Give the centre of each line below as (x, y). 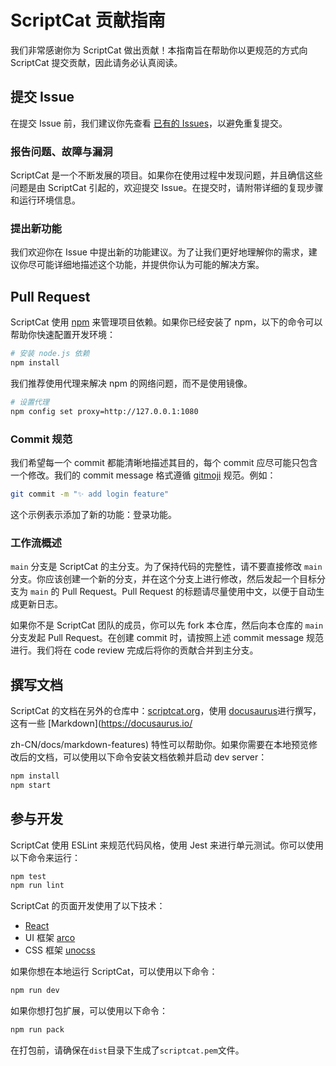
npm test (28, 876)
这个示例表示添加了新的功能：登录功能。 (93, 514)
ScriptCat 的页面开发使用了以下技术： (88, 906)
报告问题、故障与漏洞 (61, 151)
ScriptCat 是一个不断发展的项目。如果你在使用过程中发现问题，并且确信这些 (166, 175)
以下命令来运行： (45, 857)
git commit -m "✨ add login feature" (90, 494)
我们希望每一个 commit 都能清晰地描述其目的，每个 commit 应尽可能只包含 (164, 462)
